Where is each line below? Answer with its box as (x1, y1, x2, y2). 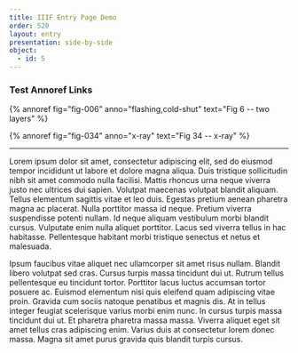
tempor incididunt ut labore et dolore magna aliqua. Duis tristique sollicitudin (9, 165, 288, 176)
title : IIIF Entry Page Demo (9, 12, 117, 22)
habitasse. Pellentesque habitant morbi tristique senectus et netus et (9, 232, 261, 243)
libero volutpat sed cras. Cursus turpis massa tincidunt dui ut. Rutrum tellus (9, 268, 284, 278)
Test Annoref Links (9, 84, 93, 96)
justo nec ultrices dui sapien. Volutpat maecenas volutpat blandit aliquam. (9, 184, 278, 196)
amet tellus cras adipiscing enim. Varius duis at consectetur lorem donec (9, 325, 275, 335)
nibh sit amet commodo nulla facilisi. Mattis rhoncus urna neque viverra (9, 175, 271, 186)
